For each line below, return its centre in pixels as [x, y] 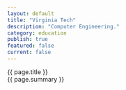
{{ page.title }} [28, 72]
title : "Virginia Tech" [42, 20]
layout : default [31, 13]
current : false [29, 53]
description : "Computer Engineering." [63, 26]
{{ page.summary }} [36, 79]
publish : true [28, 39]
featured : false [31, 46]
